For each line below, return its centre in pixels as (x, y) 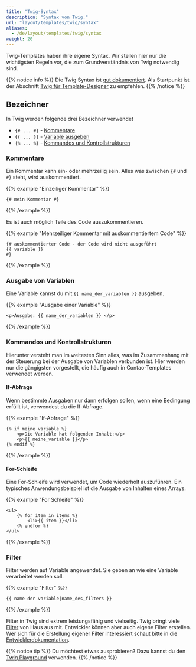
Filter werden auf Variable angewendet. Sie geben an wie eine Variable (92, 570)
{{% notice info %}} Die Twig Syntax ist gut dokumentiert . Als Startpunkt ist (98, 80)
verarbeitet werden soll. (35, 577)
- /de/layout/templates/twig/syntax (56, 34)
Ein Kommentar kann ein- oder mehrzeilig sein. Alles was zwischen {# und (97, 171)
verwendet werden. (30, 374)
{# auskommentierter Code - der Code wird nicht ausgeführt (82, 244)
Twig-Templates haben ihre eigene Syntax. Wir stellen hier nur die (86, 56)
